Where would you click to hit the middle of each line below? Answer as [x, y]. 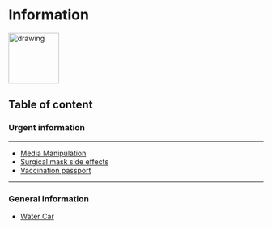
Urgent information [47, 128]
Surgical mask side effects [64, 161]
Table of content [51, 105]
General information [49, 198]
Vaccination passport [55, 170]
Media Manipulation [53, 153]
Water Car [37, 216]
